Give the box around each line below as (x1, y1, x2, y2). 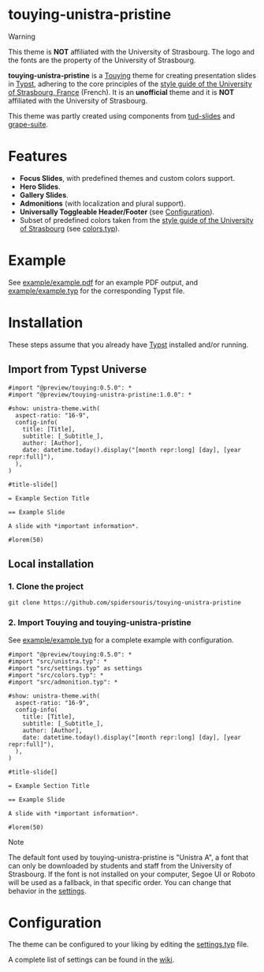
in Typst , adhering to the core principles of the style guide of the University (8, 79, 252, 89)
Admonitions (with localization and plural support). (19, 198, 186, 208)
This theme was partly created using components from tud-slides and (8, 111, 235, 120)
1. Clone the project (8, 581, 84, 592)
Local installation (8, 557, 95, 571)
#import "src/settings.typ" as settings (8, 664, 143, 672)
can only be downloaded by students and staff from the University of (8, 861, 232, 870)
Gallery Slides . (19, 190, 69, 199)
